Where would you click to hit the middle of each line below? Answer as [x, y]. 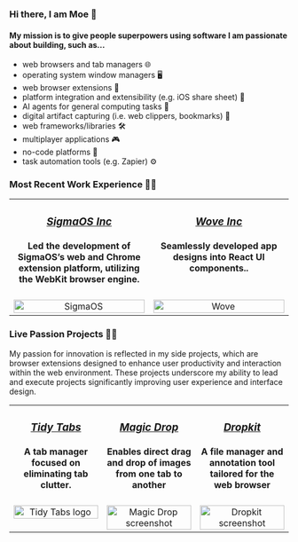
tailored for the [242, 474]
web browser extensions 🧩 [71, 88]
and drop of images [149, 463]
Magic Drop [149, 427]
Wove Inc [219, 222]
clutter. [56, 485]
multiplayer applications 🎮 [71, 139]
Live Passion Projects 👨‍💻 [63, 334]
